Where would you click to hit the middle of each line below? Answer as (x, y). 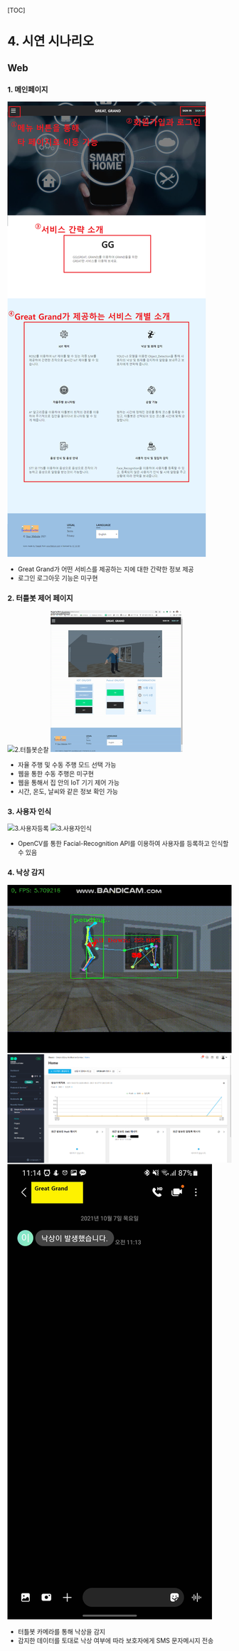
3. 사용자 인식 (30, 812)
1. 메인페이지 (28, 90)
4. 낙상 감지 (26, 873)
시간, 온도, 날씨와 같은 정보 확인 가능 (68, 792)
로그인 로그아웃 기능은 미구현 (58, 578)
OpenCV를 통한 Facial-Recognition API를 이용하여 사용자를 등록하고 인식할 (123, 844)
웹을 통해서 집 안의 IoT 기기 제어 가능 (68, 782)
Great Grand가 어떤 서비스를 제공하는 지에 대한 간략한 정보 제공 (106, 569)
